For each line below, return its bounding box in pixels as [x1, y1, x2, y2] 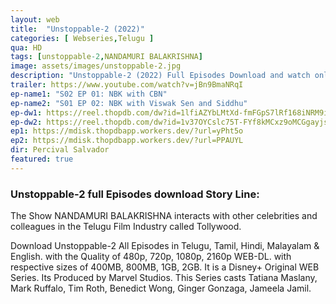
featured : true [10, 154, 74, 164]
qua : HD [10, 42, 43, 53]
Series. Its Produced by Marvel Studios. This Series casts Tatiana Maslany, [10, 272, 318, 284]
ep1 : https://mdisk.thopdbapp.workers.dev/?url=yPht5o [10, 126, 244, 136]
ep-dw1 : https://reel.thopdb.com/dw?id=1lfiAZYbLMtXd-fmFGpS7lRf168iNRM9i [10, 107, 329, 118]
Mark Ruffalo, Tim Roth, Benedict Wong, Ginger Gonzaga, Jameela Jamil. [10, 282, 312, 295]
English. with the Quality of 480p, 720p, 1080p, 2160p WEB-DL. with [10, 251, 292, 263]
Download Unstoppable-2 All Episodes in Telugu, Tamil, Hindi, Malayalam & [10, 240, 320, 252]
